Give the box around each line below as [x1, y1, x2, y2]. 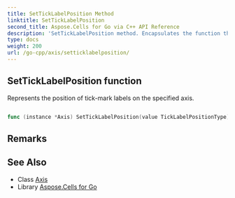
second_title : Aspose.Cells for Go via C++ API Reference [7, 23, 180, 30]
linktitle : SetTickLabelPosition [7, 17, 105, 24]
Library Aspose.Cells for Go [17, 183, 97, 191]
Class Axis [17, 175, 48, 183]
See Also [7, 157, 47, 169]
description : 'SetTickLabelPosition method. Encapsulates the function [7, 29, 220, 37]
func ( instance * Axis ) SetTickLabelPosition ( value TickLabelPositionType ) [7, 113, 230, 120]
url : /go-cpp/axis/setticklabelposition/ [7, 50, 130, 57]
